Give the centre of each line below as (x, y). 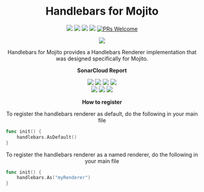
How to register (102, 102)
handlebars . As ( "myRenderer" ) (54, 178)
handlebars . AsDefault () (47, 137)
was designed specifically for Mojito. (102, 59)
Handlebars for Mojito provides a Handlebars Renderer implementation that (102, 52)
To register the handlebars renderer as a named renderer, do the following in (102, 154)
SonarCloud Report (102, 70)
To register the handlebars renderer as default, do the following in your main (102, 113)
